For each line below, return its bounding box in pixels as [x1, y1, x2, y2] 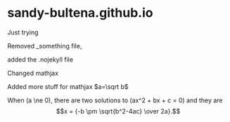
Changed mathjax [7, 69, 58, 77]
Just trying [7, 28, 39, 36]
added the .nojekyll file [7, 55, 74, 64]
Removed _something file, [7, 41, 82, 50]
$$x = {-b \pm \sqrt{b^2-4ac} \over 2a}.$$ [56, 107, 181, 115]
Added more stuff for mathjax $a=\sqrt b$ [7, 82, 129, 90]
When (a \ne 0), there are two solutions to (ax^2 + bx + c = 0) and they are [7, 96, 223, 104]
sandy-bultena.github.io [7, 5, 153, 21]
